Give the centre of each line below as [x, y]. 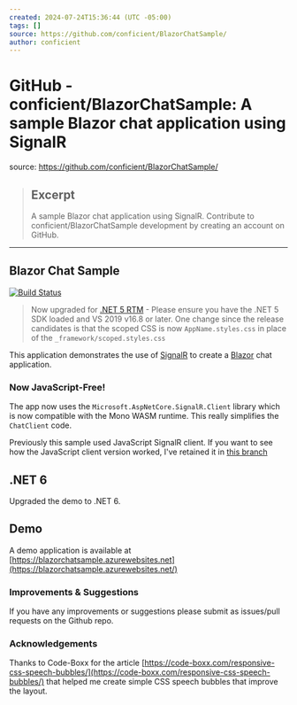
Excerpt [53, 194]
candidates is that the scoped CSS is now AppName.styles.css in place [159, 328]
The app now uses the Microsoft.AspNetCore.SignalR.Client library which [145, 407]
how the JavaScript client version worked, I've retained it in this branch [138, 452]
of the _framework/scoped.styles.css [98, 337]
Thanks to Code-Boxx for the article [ [77, 663]
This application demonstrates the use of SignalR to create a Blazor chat [141, 354]
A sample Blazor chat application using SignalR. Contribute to [142, 216]
